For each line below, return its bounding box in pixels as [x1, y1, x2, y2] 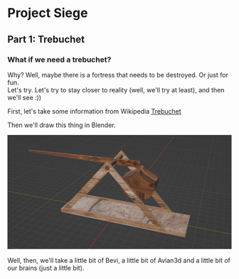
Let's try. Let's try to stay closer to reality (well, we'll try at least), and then [7, 85, 225, 94]
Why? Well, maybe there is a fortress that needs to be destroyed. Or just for [7, 70, 229, 79]
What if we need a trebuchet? [7, 55, 112, 65]
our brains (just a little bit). [7, 264, 85, 273]
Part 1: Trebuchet [7, 33, 85, 45]
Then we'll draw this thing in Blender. [7, 121, 116, 129]
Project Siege [7, 5, 88, 21]
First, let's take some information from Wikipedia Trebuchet [7, 106, 181, 115]
